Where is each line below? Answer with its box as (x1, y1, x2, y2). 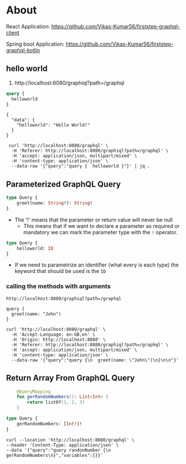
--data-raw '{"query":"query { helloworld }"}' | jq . (11, 163, 150, 169)
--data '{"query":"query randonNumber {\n (6, 447, 111, 453)
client (6, 29, 19, 36)
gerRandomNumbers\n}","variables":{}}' (6, 452, 104, 458)
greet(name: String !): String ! (16, 200, 93, 206)
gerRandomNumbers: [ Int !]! (16, 421, 82, 427)
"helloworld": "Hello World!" (16, 122, 91, 128)
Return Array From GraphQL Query (6, 373, 135, 383)
